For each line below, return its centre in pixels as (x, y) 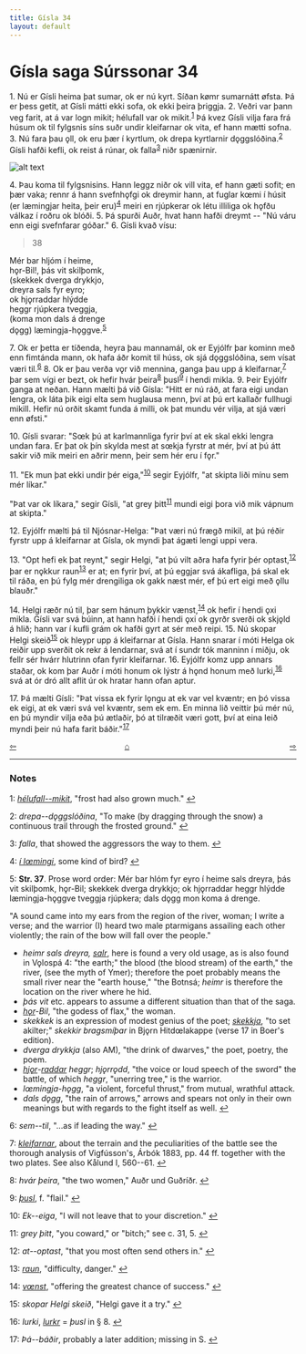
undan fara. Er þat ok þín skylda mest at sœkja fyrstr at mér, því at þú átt (145, 446)
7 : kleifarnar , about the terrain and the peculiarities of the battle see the (143, 1143)
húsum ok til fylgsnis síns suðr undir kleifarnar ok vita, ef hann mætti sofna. (151, 128)
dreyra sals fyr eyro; (47, 290)
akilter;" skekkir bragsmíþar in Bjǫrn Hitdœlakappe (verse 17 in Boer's (153, 1030)
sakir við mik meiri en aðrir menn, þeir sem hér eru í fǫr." (115, 456)
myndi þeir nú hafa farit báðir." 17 (70, 728)
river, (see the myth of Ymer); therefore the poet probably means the (151, 972)
